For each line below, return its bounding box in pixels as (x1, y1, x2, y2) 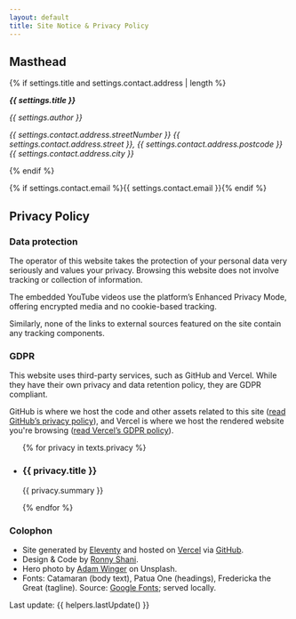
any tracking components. (9, 328, 105, 338)
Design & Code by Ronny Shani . (21, 553, 140, 565)
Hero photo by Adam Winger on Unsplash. (21, 563, 178, 574)
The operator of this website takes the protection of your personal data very (9, 255, 287, 266)
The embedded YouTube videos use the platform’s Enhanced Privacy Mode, (9, 292, 287, 302)
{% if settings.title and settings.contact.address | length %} (9, 77, 227, 89)
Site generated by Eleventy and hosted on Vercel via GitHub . (21, 544, 244, 555)
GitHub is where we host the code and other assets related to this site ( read (9, 406, 286, 417)
